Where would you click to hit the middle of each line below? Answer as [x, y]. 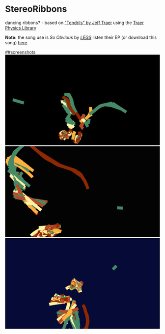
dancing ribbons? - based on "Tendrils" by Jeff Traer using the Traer [74, 23]
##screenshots [20, 52]
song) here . [17, 42]
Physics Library [21, 28]
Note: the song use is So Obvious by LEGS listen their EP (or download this [81, 37]
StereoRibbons [36, 9]
